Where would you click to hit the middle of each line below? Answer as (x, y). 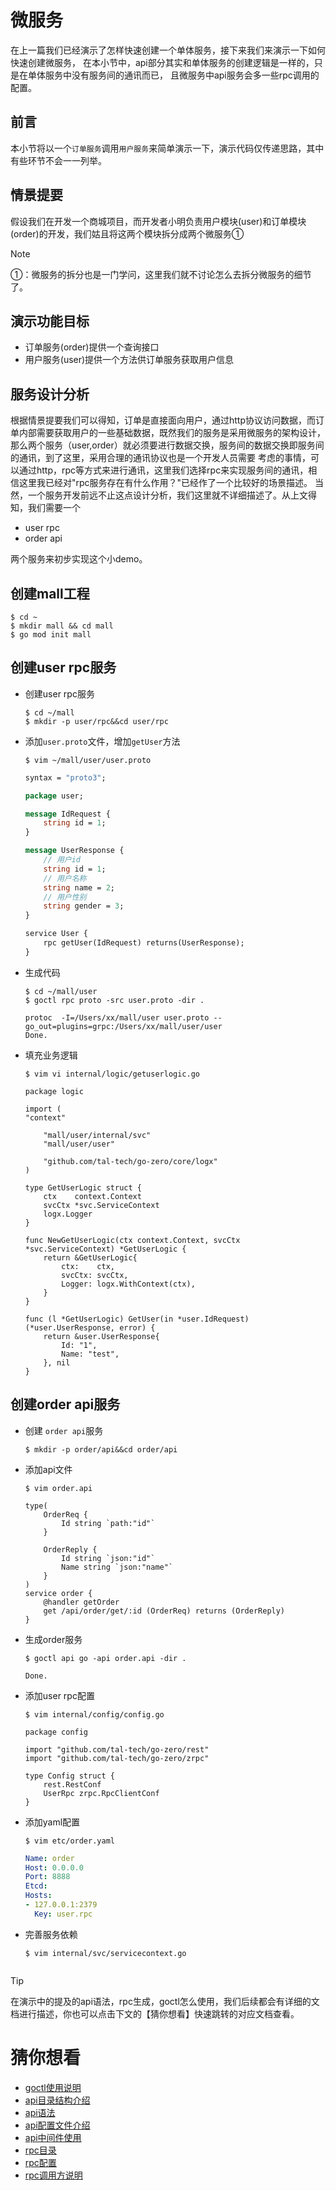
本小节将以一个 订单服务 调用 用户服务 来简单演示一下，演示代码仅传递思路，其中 (167, 148)
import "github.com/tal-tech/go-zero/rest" (117, 1749)
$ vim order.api (58, 1488)
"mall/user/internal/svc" (97, 1135)
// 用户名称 (65, 878)
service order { (58, 1593)
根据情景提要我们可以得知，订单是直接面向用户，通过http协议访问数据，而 (163, 420)
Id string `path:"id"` (108, 1523)
